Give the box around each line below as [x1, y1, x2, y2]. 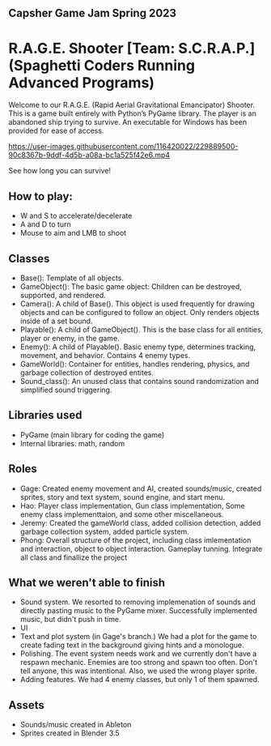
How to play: [8, 190, 73, 203]
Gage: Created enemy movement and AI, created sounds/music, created [19, 484, 262, 493]
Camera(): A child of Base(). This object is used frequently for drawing [19, 299, 255, 309]
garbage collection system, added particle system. [19, 526, 190, 536]
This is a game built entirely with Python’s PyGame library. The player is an [8, 109, 256, 118]
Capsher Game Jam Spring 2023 [8, 6, 176, 20]
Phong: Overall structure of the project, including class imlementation [19, 535, 252, 545]
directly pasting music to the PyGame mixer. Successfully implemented [19, 606, 257, 616]
